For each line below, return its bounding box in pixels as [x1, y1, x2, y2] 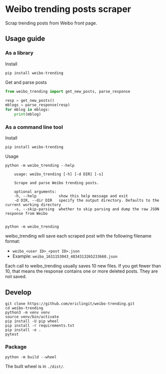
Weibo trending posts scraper [5, 3, 131, 15]
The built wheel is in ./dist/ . [5, 364, 65, 370]
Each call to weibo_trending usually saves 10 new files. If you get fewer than [5, 263, 161, 269]
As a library [5, 49, 34, 56]
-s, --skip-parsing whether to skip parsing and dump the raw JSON [14, 207, 160, 212]
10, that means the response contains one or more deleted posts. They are [5, 268, 158, 274]
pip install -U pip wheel [5, 319, 59, 324]
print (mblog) [14, 112, 41, 117]
